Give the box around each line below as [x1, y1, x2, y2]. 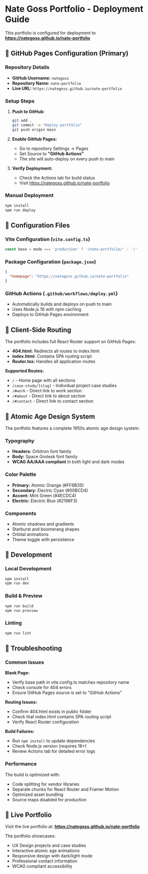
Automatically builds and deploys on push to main [12, 301, 112, 307]
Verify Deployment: [12, 165, 53, 171]
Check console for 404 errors [12, 685, 72, 691]
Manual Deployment [5, 192, 54, 199]
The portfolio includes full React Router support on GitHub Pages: [5, 339, 136, 345]
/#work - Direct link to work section [12, 388, 82, 394]
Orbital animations [12, 531, 49, 537]
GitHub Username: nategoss [12, 75, 69, 81]
